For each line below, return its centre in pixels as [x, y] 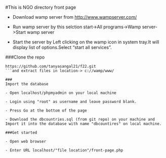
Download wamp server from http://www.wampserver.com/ [75, 17]
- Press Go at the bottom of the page [46, 111]
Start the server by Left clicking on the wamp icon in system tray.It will [86, 42]
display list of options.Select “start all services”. [62, 47]
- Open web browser [26, 141]
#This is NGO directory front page [41, 7]
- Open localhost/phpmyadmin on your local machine [61, 93]
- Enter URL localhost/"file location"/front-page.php [64, 150]
